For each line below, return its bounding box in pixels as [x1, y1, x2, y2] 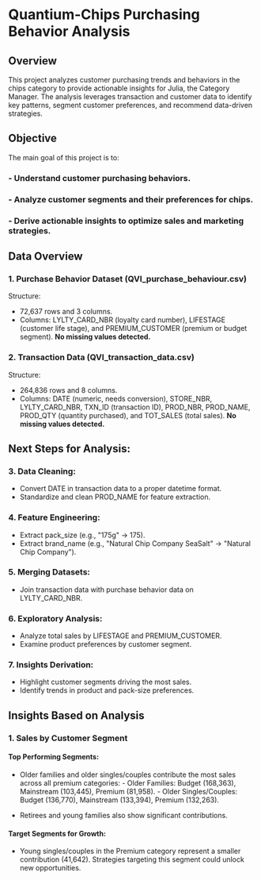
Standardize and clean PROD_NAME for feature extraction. [19, 492, 211, 501]
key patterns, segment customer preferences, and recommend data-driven [8, 101, 253, 110]
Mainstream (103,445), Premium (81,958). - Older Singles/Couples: [19, 786, 238, 796]
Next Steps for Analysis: [8, 442, 130, 455]
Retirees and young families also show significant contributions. [19, 810, 228, 820]
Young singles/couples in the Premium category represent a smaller [19, 847, 241, 856]
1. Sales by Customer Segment [8, 732, 128, 744]
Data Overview [8, 249, 83, 263]
